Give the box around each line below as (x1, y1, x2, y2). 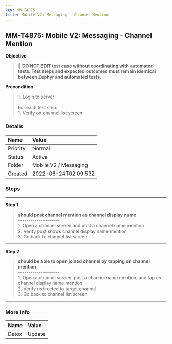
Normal (32, 145, 50, 152)
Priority (8, 145, 26, 152)
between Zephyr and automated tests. (17, 74, 101, 80)
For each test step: (17, 105, 58, 111)
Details (5, 123, 24, 130)
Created (8, 170, 28, 177)
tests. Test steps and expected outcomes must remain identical (17, 68, 156, 74)
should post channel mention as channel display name (17, 212, 137, 218)
